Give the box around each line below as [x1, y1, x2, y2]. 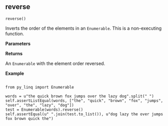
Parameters [5, 40, 31, 47]
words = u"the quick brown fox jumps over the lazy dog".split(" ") [5, 93, 154, 99]
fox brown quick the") [5, 116, 54, 121]
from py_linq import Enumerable [5, 85, 74, 90]
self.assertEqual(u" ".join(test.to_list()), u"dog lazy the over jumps [5, 111, 163, 117]
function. [5, 30, 25, 36]
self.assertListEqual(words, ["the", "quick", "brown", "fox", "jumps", [5, 98, 163, 103]
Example [5, 70, 25, 76]
